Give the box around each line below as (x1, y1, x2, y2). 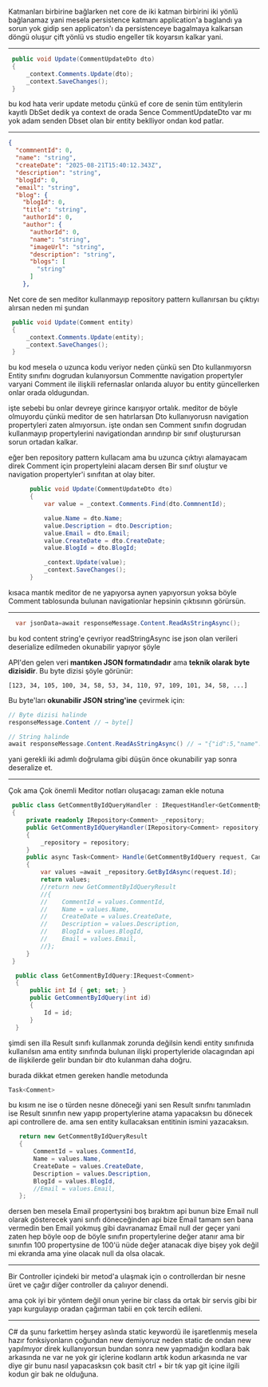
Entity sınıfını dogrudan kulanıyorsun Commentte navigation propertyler (8, 371, 243, 381)
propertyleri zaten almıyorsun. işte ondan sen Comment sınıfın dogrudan (8, 421, 247, 430)
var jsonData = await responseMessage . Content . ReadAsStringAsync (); (15, 618, 241, 627)
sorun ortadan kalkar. (8, 437, 78, 447)
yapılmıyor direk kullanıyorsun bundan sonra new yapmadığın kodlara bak (8, 1344, 250, 1353)
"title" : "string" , (22, 206, 88, 214)
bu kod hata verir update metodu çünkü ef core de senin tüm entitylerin (8, 99, 243, 109)
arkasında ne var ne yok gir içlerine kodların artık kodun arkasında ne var (8, 1353, 247, 1362)
